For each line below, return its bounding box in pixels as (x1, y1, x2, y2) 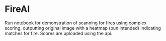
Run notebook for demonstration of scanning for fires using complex (5, 20, 147, 26)
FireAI (5, 3, 30, 15)
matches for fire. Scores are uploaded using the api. (5, 30, 113, 36)
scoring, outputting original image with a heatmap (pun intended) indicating (5, 25, 161, 31)
